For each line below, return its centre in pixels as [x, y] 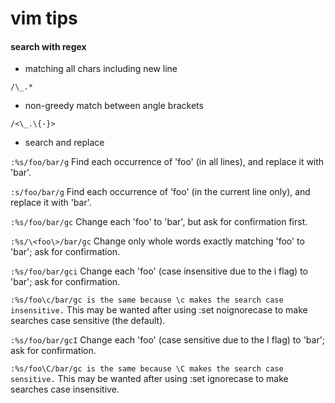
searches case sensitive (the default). [88, 321]
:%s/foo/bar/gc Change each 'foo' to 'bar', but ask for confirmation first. [159, 222]
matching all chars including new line [101, 69]
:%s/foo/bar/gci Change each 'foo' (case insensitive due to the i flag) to [159, 271]
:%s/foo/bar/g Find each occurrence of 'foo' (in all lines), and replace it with [167, 162]
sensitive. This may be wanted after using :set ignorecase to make [149, 379]
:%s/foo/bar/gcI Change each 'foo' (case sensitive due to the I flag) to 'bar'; [168, 340]
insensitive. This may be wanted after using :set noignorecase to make [159, 310]
